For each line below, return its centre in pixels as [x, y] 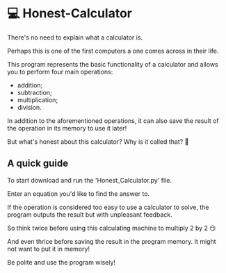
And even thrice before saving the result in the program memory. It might [112, 241]
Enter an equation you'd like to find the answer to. [79, 193]
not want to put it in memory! [49, 249]
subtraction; [34, 92]
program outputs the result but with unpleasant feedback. [90, 214]
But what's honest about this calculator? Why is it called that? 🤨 [98, 141]
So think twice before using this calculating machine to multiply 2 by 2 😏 [112, 228]
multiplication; [38, 100]
